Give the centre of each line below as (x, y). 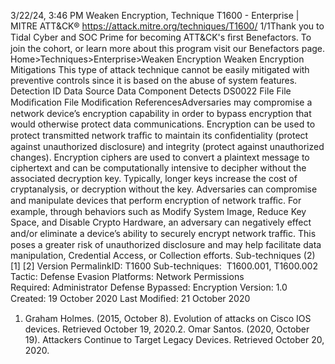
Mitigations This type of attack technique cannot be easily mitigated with (160, 69)
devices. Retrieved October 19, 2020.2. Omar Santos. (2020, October (167, 329)
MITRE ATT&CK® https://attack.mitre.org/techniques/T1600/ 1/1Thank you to (167, 26)
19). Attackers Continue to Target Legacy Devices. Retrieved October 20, (174, 339)
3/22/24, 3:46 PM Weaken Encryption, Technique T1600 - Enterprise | (155, 15)
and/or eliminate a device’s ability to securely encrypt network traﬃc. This (163, 233)
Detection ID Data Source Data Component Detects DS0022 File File (151, 91)
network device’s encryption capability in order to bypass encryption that (161, 113)
